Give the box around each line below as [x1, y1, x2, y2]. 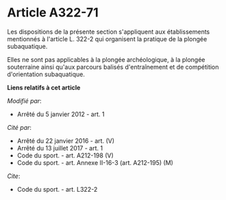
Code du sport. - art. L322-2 [16, 185, 98, 193]
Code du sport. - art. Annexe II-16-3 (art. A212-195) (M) [16, 158, 173, 166]
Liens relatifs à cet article [7, 83, 81, 91]
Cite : [7, 172, 21, 180]
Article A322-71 [7, 5, 99, 21]
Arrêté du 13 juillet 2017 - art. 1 [16, 144, 103, 152]
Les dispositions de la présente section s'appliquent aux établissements [7, 27, 210, 36]
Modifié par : [7, 96, 42, 104]
